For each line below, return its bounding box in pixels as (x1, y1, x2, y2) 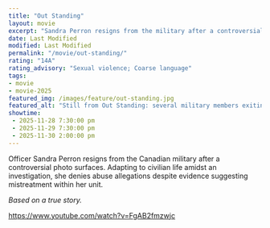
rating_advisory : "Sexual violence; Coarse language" (8, 64, 193, 73)
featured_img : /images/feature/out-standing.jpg (8, 94, 174, 102)
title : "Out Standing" (8, 11, 84, 20)
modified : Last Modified (8, 42, 92, 50)
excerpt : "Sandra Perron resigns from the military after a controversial (8, 27, 264, 35)
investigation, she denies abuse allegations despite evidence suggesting (8, 171, 248, 180)
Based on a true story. (8, 195, 83, 205)
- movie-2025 (8, 86, 52, 95)
